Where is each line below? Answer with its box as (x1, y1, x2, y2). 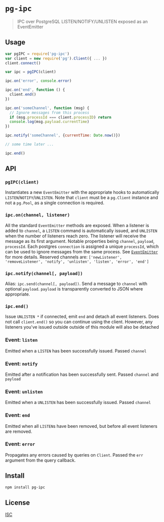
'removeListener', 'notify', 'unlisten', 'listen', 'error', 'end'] (5, 259, 149, 264)
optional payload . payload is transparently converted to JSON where (5, 286, 143, 292)
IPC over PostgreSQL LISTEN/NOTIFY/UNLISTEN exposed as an (17, 18, 148, 24)
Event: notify (5, 360, 38, 367)
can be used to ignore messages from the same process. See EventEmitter (5, 248, 158, 254)
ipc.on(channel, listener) (5, 212, 70, 218)
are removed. (5, 428, 32, 434)
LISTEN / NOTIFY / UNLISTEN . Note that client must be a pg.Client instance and (5, 195, 158, 201)
